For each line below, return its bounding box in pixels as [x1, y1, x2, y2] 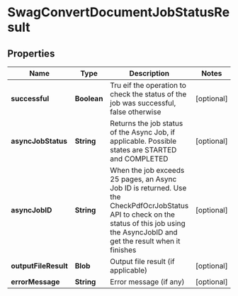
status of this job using [109, 219, 186, 228]
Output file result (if [109, 256, 175, 266]
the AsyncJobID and [109, 227, 178, 237]
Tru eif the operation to [109, 81, 186, 90]
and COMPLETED [109, 154, 169, 164]
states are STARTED [109, 145, 177, 154]
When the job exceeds [109, 166, 185, 175]
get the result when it [109, 237, 181, 246]
